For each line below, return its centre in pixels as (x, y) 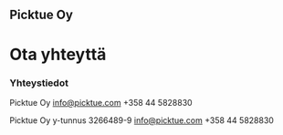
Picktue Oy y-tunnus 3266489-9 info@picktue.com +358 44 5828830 (141, 120)
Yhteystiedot (39, 83)
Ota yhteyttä (58, 54)
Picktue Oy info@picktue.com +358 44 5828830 (101, 102)
